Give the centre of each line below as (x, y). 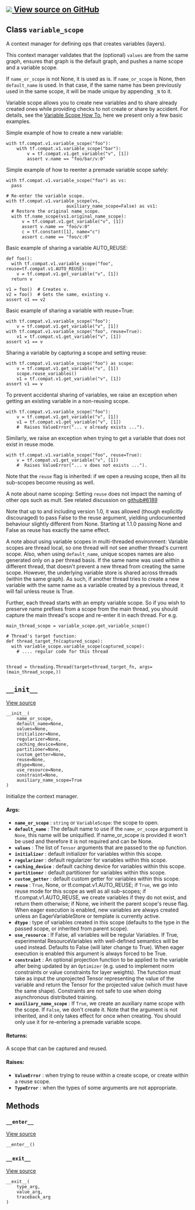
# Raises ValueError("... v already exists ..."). (81, 428)
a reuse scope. (32, 1081)
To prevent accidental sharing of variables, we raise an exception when (92, 395)
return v (22, 279)
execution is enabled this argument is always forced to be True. (91, 954)
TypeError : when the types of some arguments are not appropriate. (96, 1087)
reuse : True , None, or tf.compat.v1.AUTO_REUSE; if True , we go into (96, 885)
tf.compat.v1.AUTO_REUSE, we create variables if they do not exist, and (100, 897)
